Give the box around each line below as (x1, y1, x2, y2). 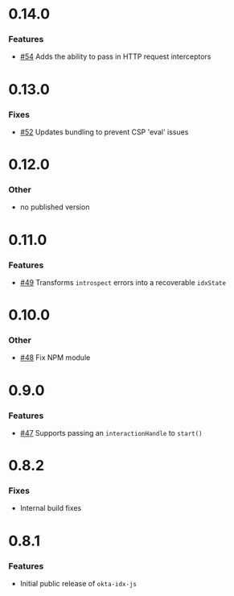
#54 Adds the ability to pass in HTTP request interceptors (19, 52, 211, 61)
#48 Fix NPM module (19, 353, 91, 362)
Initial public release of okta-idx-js (19, 578, 138, 588)
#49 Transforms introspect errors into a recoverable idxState (19, 277, 227, 287)
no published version (19, 202, 90, 212)
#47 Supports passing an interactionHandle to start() (19, 428, 203, 437)
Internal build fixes (19, 503, 82, 513)
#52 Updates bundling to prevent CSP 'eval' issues (19, 126, 189, 137)
